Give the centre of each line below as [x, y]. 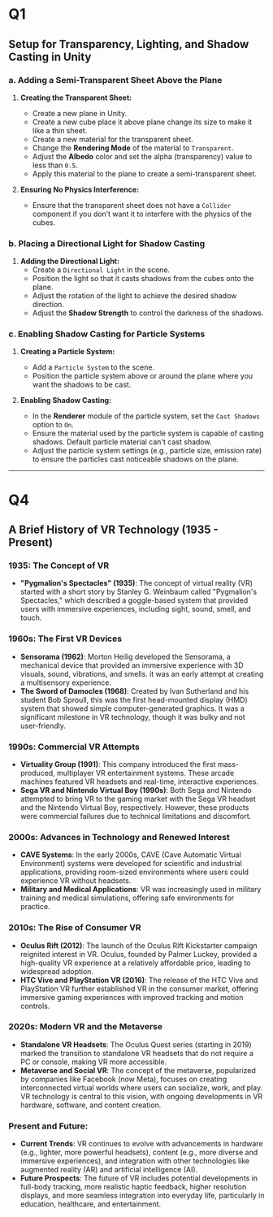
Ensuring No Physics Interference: [80, 189]
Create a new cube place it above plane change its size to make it [142, 122]
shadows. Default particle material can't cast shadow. [122, 442]
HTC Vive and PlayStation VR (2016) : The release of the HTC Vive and [139, 980]
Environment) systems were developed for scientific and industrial [131, 864]
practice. [35, 907]
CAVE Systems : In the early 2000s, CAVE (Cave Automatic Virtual [130, 855]
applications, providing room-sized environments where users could [134, 872]
